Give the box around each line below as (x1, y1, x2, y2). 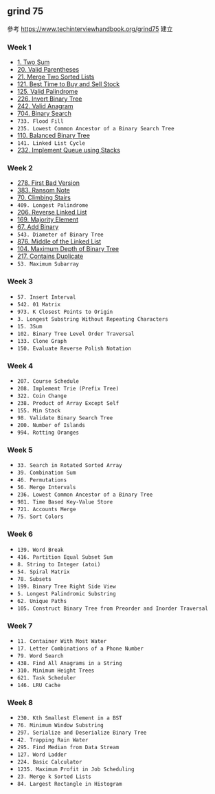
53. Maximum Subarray (16, 261, 79, 268)
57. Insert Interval (16, 293, 76, 301)
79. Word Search (16, 652, 64, 659)
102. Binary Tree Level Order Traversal (16, 330, 135, 337)
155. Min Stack (16, 407, 61, 414)
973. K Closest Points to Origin (16, 308, 113, 315)
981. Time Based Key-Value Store (16, 499, 113, 506)
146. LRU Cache (16, 682, 61, 688)
